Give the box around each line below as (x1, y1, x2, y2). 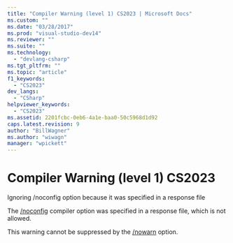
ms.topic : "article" (7, 68, 68, 75)
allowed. (7, 214, 31, 223)
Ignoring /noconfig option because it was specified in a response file (7, 193, 206, 202)
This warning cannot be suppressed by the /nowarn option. (7, 228, 178, 236)
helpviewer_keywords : (7, 101, 71, 108)
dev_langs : (7, 88, 39, 95)
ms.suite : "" (7, 43, 45, 50)
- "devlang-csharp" (13, 56, 71, 63)
